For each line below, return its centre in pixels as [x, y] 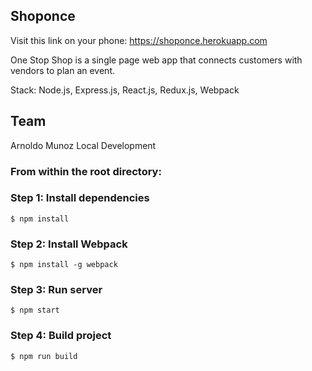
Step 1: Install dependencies [80, 198]
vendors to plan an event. [63, 70]
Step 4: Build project [61, 336]
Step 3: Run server [56, 290]
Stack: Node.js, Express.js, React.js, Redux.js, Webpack [125, 90]
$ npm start [35, 310]
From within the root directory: [86, 171]
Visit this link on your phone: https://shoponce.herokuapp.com [139, 40]
